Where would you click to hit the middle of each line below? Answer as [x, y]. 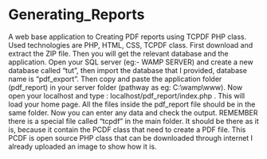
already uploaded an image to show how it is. [82, 146]
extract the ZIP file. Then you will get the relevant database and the [118, 53]
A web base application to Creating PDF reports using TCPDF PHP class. [128, 37]
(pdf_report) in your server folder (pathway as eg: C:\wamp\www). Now [126, 87]
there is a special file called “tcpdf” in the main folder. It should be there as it [133, 121]
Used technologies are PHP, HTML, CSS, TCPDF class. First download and [131, 45]
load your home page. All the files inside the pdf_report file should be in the [132, 104]
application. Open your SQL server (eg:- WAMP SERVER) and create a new [131, 62]
